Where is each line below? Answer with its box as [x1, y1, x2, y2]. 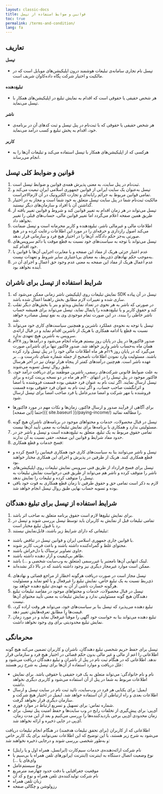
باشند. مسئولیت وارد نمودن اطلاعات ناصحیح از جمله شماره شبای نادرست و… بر [12, 353, 157, 359]
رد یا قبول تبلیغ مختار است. [12, 522, 61, 529]
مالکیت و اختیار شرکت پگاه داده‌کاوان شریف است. [12, 73, 103, 78]
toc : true [5, 16, 26, 21]
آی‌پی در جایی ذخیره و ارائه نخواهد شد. [12, 718, 82, 723]
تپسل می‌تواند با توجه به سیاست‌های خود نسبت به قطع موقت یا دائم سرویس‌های [12, 238, 157, 244]
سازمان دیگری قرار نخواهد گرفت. [12, 697, 74, 703]
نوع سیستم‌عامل [12, 762, 42, 768]
